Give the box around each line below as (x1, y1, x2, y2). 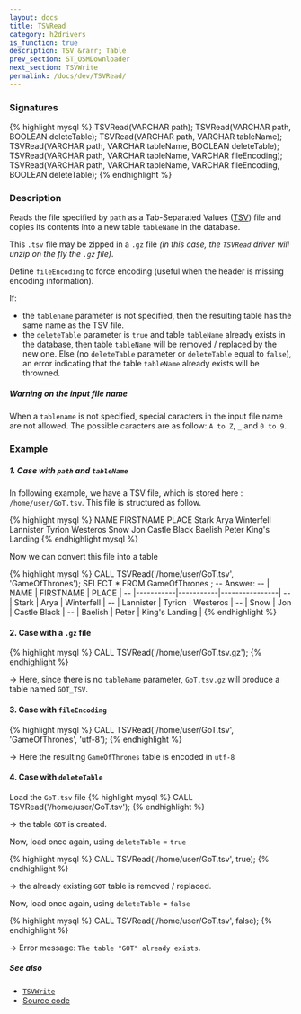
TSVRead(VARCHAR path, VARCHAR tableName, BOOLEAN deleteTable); (9, 141, 280, 152)
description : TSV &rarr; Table (9, 47, 127, 56)
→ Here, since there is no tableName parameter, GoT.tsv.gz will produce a (9, 675, 280, 685)
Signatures (9, 101, 58, 113)
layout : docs (9, 13, 58, 22)
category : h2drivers (9, 30, 87, 39)
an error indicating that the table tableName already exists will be (22, 358, 260, 369)
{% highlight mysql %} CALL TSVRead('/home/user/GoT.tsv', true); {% (9, 853, 270, 864)
